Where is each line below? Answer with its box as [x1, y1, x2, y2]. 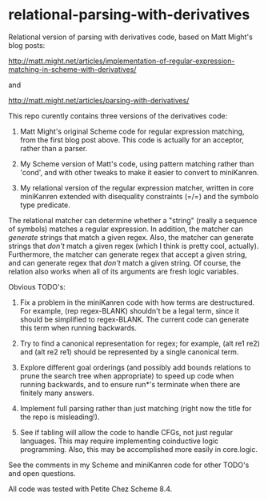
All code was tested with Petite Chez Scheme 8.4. [8, 484, 173, 494]
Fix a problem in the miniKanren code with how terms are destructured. [19, 298, 255, 307]
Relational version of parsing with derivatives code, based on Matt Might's [8, 32, 254, 42]
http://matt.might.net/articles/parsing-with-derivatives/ [8, 95, 190, 105]
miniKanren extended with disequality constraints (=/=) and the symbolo [19, 191, 259, 201]
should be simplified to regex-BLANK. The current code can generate [19, 314, 250, 324]
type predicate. [19, 200, 70, 210]
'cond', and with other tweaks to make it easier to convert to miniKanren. [19, 167, 259, 177]
